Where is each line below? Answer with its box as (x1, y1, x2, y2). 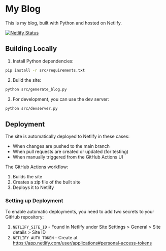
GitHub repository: (5, 214, 44, 220)
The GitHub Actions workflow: (5, 164, 69, 170)
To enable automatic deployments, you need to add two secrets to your (5, 209, 155, 215)
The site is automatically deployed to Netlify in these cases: (5, 133, 130, 140)
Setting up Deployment (5, 197, 63, 204)
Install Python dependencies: (12, 58, 74, 64)
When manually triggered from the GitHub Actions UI (12, 154, 123, 160)
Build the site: (12, 77, 42, 83)
